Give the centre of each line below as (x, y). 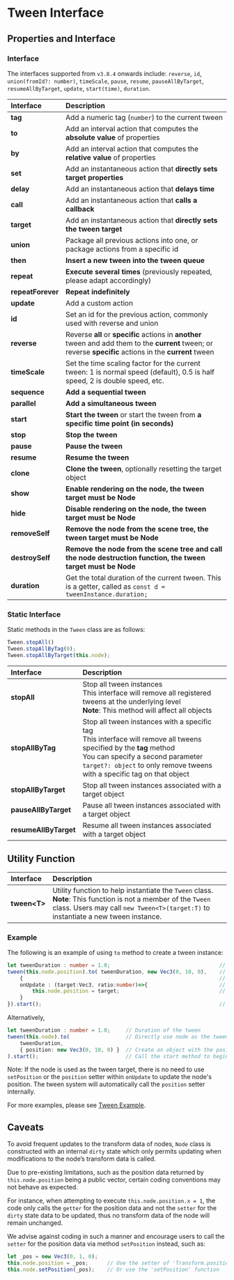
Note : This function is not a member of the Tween (131, 899)
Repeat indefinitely (98, 292)
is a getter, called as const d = (116, 586)
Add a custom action (100, 303)
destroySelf (31, 557)
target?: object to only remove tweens (147, 765)
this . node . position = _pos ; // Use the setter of (88, 1263)
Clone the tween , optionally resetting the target (143, 469)
